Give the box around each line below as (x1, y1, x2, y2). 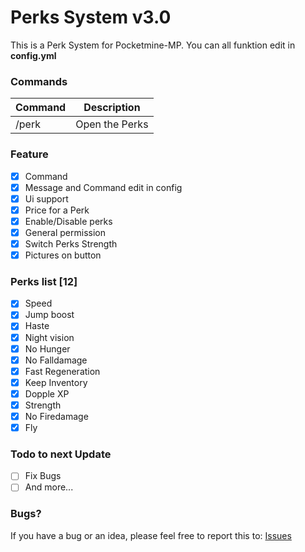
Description (83, 101, 141, 115)
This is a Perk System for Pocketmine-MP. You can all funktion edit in (10, 39, 296, 51)
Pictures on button (24, 249, 102, 261)
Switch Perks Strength (24, 237, 118, 250)
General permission (24, 226, 106, 238)
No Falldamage (24, 354, 88, 366)
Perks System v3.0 (10, 6, 172, 29)
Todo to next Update (10, 447, 112, 461)
